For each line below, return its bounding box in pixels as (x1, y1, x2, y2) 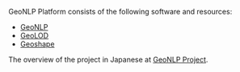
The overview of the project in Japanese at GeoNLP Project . (8, 55, 208, 64)
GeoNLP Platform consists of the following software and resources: (8, 7, 233, 16)
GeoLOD (19, 31, 49, 40)
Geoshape (19, 39, 55, 49)
